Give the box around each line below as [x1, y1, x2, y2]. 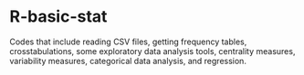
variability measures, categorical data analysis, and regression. [9, 55, 246, 66]
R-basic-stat [9, 6, 108, 27]
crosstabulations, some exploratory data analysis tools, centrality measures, [9, 45, 296, 56]
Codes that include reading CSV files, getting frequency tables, [9, 36, 247, 47]
